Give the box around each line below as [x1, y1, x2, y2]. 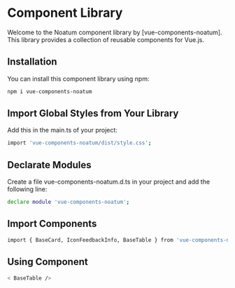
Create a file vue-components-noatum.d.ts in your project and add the [7, 177, 211, 186]
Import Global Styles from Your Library [7, 107, 179, 120]
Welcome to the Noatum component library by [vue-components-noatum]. [7, 28, 222, 36]
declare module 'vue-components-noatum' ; [7, 198, 130, 206]
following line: [7, 185, 48, 193]
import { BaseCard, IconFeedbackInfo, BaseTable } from [7, 236, 173, 243]
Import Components [7, 218, 97, 230]
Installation [7, 56, 57, 68]
